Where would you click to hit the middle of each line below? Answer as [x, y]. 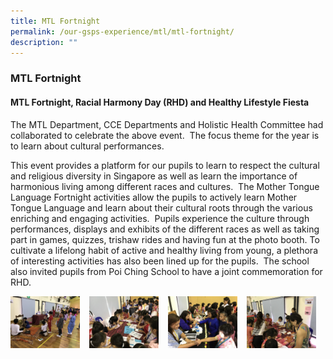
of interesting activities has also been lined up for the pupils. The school [160, 261]
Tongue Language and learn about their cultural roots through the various [161, 207]
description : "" [44, 42]
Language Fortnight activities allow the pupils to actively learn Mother [154, 197]
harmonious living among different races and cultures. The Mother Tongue [165, 186]
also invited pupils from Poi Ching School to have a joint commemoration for [166, 271]
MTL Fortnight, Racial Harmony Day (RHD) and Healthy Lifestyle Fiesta [160, 102]
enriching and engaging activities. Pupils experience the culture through [160, 218]
